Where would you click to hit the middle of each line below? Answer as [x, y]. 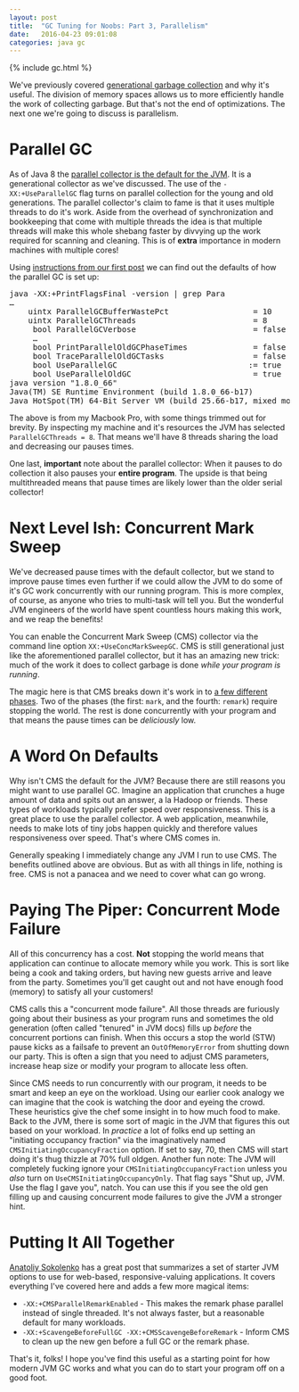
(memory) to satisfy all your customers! [81, 992]
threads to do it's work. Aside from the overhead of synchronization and [141, 212]
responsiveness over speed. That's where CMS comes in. [115, 838]
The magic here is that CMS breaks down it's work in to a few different [138, 692]
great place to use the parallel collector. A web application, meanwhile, [139, 819]
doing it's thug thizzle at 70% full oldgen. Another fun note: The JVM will [142, 1159]
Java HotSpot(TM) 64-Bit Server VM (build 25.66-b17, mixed [143, 401]
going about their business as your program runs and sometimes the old [141, 1019]
